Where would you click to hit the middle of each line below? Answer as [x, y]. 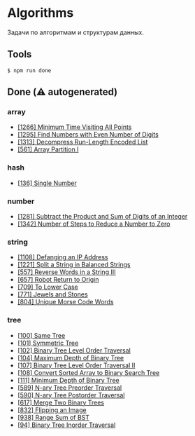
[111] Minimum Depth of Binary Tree [68, 380]
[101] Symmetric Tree [48, 343]
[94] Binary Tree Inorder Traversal [66, 425]
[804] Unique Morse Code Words [65, 302]
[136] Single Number [47, 183]
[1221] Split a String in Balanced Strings [74, 265]
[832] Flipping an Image [52, 410]
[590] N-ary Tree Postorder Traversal [71, 395]
